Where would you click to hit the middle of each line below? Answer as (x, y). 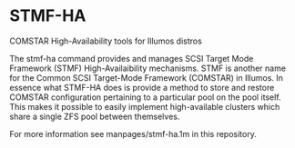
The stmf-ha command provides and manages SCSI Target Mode (132, 58)
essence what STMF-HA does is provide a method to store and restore (142, 87)
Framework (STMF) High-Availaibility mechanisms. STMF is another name (148, 68)
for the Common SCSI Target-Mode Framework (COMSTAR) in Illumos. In (147, 77)
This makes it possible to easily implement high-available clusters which (145, 106)
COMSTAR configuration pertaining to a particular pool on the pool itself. (145, 97)
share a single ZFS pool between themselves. (95, 116)
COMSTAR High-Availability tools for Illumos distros (106, 41)
